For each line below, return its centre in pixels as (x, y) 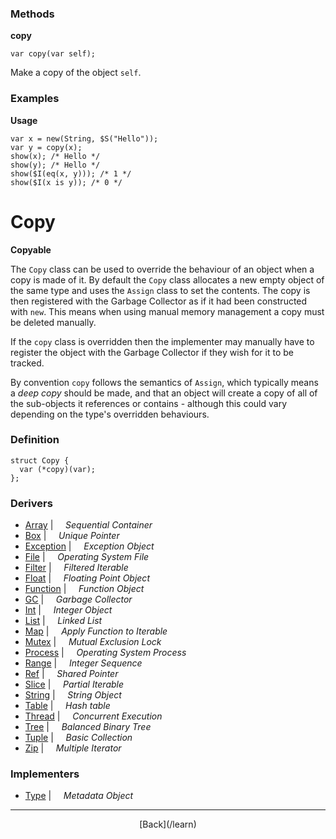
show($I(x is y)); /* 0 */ (66, 182)
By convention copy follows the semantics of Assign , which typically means (164, 382)
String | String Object (73, 695)
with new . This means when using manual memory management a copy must (167, 311)
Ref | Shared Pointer (71, 674)
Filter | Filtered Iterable (76, 568)
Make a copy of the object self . (76, 73)
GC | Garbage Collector (78, 599)
